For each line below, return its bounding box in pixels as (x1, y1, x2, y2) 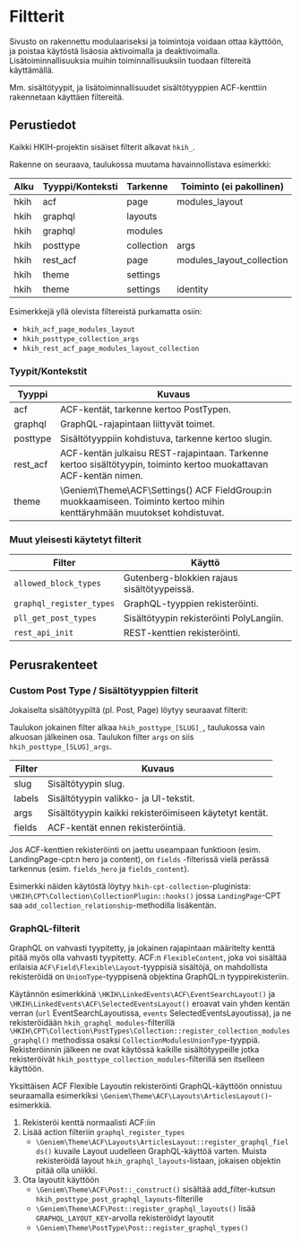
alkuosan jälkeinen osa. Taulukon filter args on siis (9, 732, 194, 743)
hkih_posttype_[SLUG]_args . (9, 741, 113, 752)
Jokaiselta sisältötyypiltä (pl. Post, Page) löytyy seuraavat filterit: (9, 705, 248, 716)
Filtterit (9, 6, 64, 27)
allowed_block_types (13, 578, 101, 589)
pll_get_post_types (13, 613, 97, 623)
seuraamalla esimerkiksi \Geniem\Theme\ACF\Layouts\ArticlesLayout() (9, 1090, 269, 1101)
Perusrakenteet (9, 657, 99, 673)
